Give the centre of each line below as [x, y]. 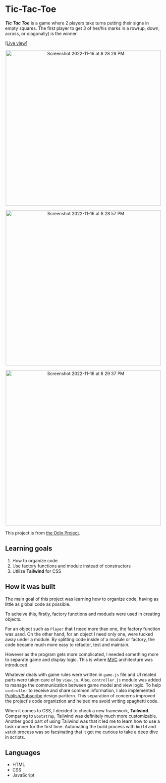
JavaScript [23, 775]
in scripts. [15, 737]
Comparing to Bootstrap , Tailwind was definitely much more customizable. [81, 716]
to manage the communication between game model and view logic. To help [83, 685]
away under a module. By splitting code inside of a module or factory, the [80, 639]
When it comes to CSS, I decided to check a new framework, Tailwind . [77, 710]
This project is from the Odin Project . [43, 533]
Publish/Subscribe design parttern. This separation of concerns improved [80, 695]
